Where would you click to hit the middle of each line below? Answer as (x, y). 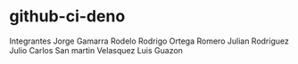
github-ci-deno (67, 16)
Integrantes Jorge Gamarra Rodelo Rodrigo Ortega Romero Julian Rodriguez (149, 41)
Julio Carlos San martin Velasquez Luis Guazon (96, 50)
